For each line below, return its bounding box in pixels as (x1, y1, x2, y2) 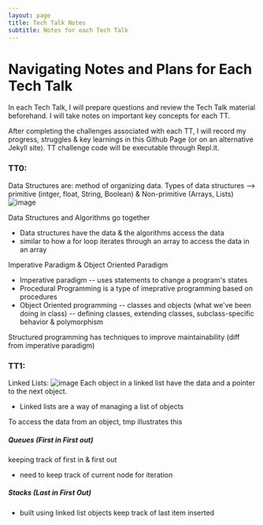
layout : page (8, 11, 51, 20)
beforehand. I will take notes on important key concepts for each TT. (8, 111, 231, 120)
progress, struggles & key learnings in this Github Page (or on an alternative (8, 135, 254, 144)
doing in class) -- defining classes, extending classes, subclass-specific (19, 309, 254, 318)
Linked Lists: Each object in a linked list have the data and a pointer (8, 378, 256, 387)
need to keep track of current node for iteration (19, 470, 173, 479)
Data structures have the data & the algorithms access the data (19, 227, 224, 237)
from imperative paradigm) (8, 340, 95, 350)
